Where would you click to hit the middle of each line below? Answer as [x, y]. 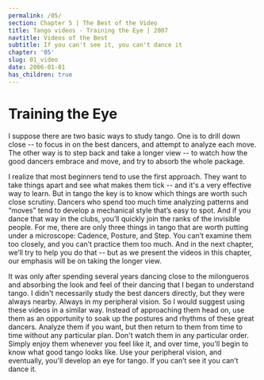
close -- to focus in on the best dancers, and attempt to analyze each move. [132, 144]
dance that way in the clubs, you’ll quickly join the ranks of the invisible [124, 218]
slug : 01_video [33, 60]
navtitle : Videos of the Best [58, 38]
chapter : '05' [32, 52]
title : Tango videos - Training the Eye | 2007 [88, 30]
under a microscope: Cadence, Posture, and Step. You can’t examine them [130, 236]
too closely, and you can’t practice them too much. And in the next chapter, [131, 244]
